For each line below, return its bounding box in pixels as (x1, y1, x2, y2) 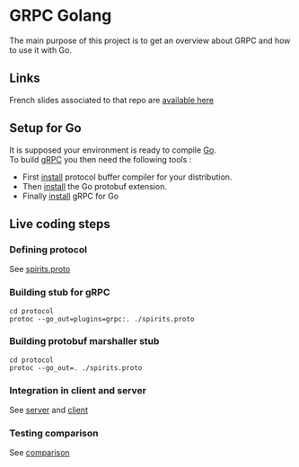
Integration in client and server (9, 383, 146, 396)
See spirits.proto (9, 264, 71, 275)
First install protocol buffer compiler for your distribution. (22, 172, 233, 182)
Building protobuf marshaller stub (9, 335, 160, 348)
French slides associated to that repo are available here (9, 94, 214, 105)
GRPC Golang (9, 5, 112, 26)
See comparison (9, 447, 70, 458)
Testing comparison (9, 427, 99, 440)
